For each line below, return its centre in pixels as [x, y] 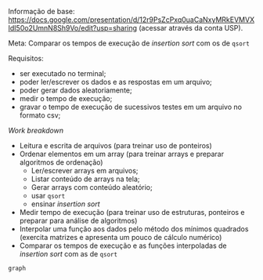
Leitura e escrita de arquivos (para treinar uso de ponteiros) [116, 145]
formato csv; [40, 115]
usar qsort [48, 196]
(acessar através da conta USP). [191, 28]
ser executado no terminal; [63, 73]
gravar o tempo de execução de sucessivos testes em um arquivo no [131, 107]
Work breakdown [36, 130]
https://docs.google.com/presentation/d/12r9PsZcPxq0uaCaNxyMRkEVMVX [131, 20]
